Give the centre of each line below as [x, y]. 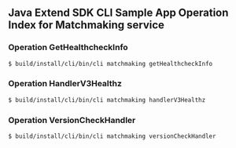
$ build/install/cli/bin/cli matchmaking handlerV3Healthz [107, 100]
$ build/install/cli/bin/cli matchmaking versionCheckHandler [112, 136]
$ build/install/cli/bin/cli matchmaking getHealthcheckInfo [111, 63]
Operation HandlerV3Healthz [65, 84]
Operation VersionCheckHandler [72, 120]
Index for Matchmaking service [87, 25]
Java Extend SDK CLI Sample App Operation [118, 13]
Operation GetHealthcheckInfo [68, 48]
